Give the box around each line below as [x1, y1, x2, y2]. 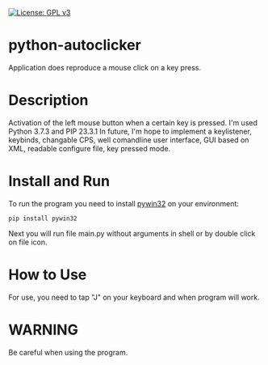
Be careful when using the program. [8, 347, 128, 357]
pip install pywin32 [8, 214, 78, 223]
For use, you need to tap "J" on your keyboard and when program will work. [8, 292, 260, 302]
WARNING [8, 320, 78, 339]
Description [8, 91, 89, 109]
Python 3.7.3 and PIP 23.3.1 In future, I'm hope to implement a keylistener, [8, 126, 252, 136]
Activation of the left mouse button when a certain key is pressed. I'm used [8, 117, 258, 127]
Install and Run [8, 172, 111, 190]
